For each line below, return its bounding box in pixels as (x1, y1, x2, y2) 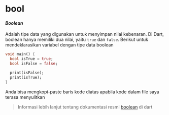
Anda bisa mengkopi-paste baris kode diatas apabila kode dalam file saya (5, 89, 159, 95)
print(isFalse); (10, 70, 44, 76)
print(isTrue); (10, 75, 42, 80)
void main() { (5, 51, 36, 57)
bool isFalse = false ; (10, 61, 58, 66)
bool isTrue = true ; (10, 56, 53, 62)
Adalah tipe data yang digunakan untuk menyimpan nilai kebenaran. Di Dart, (5, 31, 164, 37)
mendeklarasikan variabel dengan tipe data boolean (5, 42, 114, 48)
